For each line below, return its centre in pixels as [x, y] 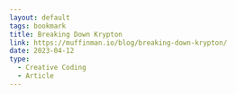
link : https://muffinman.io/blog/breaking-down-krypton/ [118, 43]
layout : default [40, 17]
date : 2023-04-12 [42, 51]
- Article [36, 76]
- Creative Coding [52, 68]
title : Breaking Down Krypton [66, 34]
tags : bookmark [38, 26]
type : [19, 59]
